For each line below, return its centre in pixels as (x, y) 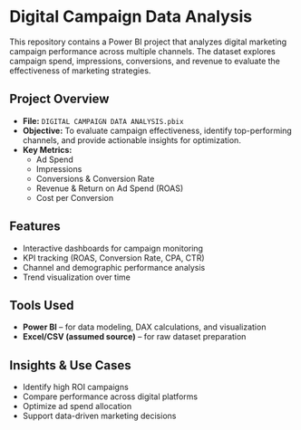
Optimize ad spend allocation (77, 406)
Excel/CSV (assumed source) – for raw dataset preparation (134, 337)
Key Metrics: (47, 149)
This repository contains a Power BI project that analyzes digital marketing (148, 42)
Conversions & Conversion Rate (95, 178)
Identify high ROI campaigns (75, 387)
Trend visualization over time (77, 277)
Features (35, 227)
